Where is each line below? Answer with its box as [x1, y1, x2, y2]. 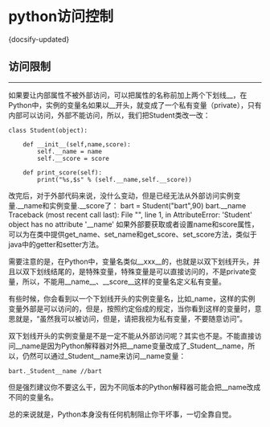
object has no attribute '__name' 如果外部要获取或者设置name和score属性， [8, 219, 259, 229]
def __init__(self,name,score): [22, 140, 131, 149]
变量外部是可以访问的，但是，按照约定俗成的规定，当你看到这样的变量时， [8, 303, 255, 314]
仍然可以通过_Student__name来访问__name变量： [22, 351, 186, 360]
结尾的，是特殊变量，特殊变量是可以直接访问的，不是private [50, 266, 250, 276]
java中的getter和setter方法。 [8, 239, 103, 249]
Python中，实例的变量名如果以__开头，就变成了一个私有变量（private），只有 [8, 100, 262, 109]
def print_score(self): [22, 168, 103, 177]
